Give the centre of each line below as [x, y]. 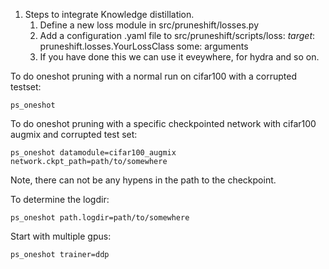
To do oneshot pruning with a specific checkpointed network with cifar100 [163, 123]
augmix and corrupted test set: [74, 134]
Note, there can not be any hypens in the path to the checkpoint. [143, 180]
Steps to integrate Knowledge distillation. [109, 14]
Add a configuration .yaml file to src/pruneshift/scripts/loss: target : [177, 35]
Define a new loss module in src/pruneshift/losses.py [149, 25]
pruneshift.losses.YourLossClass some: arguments [144, 46]
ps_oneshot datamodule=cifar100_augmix [93, 153]
